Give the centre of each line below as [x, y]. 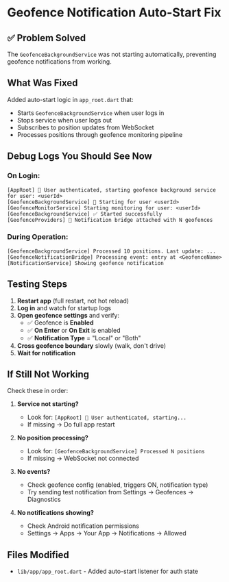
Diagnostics [44, 499]
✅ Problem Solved [47, 38]
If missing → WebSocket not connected [83, 458]
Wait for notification [46, 353]
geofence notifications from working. [59, 62]
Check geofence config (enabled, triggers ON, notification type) [118, 485]
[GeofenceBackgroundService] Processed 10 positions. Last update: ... [111, 251]
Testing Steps [37, 284]
